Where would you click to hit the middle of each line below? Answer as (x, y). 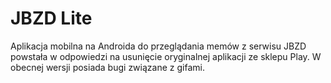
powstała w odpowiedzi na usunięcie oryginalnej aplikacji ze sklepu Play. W (166, 56)
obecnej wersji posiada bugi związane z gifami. (107, 67)
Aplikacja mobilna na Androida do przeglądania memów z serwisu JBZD (158, 46)
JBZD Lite (51, 18)
